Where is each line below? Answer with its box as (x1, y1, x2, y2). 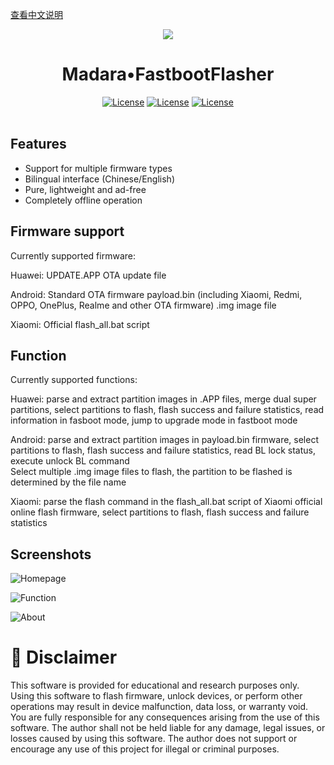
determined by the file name (10, 476, 127, 488)
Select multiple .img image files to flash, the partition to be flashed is (10, 466, 293, 478)
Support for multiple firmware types (24, 162, 173, 174)
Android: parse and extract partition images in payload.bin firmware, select (10, 434, 319, 446)
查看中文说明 (10, 9, 63, 20)
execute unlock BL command (10, 455, 130, 467)
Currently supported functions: (10, 374, 138, 386)
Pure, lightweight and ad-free (24, 183, 147, 195)
